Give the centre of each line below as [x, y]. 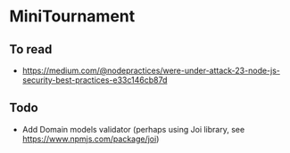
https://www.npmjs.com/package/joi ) [91, 139]
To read [31, 49]
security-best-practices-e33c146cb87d [95, 80]
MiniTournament [72, 16]
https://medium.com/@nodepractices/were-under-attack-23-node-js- [151, 70]
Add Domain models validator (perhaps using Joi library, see [133, 129]
